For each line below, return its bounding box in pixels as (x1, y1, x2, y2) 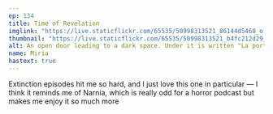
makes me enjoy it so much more (8, 96, 119, 106)
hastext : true (8, 57, 57, 65)
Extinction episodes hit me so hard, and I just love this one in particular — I (8, 78, 258, 89)
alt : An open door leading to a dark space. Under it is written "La (8, 42, 249, 50)
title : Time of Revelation (8, 19, 100, 27)
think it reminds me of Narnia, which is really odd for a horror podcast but (8, 87, 254, 97)
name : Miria (8, 49, 49, 57)
